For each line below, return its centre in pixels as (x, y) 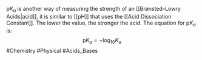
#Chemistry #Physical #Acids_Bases (52, 51)
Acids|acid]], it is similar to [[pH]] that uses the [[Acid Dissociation (89, 16)
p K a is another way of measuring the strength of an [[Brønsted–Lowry (93, 10)
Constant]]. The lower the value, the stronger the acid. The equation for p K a (101, 23)
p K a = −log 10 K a (102, 40)
